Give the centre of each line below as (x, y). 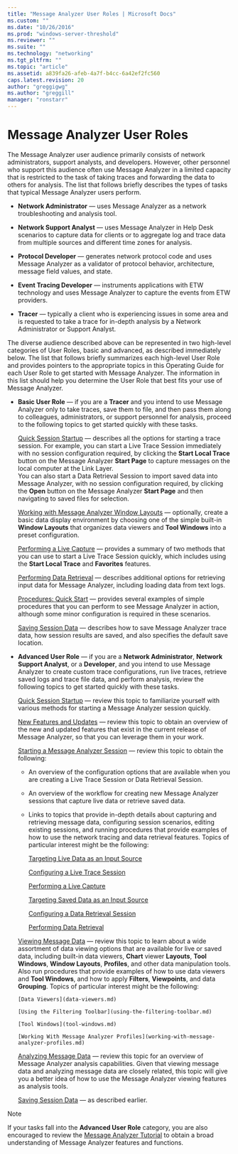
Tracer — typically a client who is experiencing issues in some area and (123, 314)
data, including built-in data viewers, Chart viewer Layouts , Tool (112, 956)
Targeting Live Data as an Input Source (85, 858)
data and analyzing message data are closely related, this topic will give (123, 1071)
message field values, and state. (65, 271)
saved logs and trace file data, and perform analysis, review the (110, 679)
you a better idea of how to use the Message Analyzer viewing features (122, 1078)
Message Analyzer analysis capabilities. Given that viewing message (118, 1063)
